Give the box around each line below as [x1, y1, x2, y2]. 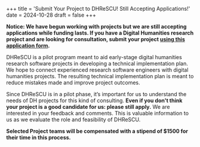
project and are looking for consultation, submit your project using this [6, 36, 185, 42]
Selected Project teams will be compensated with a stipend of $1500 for [6, 128, 188, 134]
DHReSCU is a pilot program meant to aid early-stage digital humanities [6, 54, 182, 60]
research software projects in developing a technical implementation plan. [6, 60, 188, 67]
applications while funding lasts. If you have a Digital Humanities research [6, 29, 194, 36]
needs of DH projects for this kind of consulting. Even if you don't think [6, 97, 183, 104]
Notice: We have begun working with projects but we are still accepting [6, 23, 187, 30]
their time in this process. [6, 134, 71, 141]
